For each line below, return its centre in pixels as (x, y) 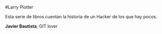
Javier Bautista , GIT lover (31, 26)
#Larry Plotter (19, 7)
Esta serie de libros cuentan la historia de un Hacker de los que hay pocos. (81, 17)
